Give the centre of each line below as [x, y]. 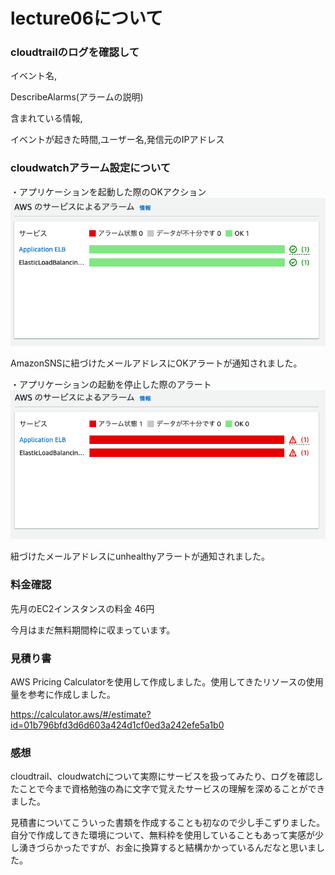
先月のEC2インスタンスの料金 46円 [82, 608]
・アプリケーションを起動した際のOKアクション [108, 191]
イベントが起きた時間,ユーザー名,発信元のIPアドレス [117, 140]
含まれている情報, [46, 118]
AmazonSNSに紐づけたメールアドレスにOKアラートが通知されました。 [156, 363]
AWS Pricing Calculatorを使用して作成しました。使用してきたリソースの [158, 681]
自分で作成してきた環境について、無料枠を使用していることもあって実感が [162, 835]
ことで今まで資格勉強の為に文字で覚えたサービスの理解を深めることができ [172, 789]
